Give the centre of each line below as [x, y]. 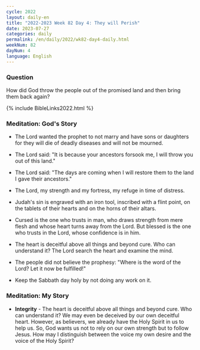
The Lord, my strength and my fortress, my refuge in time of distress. [100, 191]
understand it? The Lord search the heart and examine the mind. [94, 251]
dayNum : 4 [19, 51]
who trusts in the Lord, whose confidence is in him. [78, 233]
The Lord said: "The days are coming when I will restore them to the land [104, 173]
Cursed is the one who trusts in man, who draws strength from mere [99, 220]
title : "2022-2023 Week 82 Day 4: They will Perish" [73, 23]
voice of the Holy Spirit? [44, 340]
